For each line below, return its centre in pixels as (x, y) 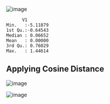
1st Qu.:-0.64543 (27, 30)
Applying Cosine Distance (55, 69)
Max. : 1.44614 (27, 51)
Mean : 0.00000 (27, 41)
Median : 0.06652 (27, 35)
